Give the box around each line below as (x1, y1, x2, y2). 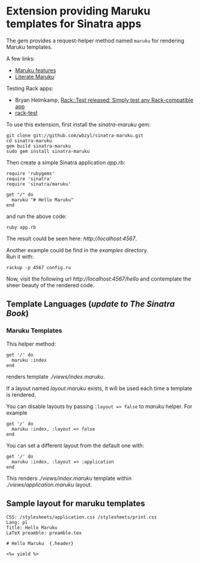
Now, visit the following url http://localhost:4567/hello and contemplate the (6, 275, 192, 282)
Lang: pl (6, 520, 28, 526)
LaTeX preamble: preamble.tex (6, 530, 82, 537)
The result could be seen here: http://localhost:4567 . (6, 235, 137, 242)
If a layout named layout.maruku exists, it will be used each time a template (6, 384, 192, 392)
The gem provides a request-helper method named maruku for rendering (6, 37, 184, 44)
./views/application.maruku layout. (6, 481, 92, 488)
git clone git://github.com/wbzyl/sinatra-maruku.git (6, 132, 144, 138)
